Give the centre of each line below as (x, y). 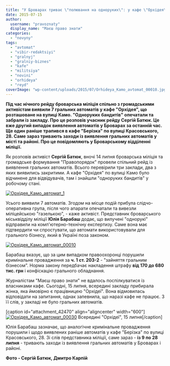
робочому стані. (23, 183)
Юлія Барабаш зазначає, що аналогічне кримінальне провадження (78, 327)
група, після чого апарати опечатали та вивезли (84, 208)
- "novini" (22, 76)
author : (14, 19)
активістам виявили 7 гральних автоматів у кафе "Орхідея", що (76, 109)
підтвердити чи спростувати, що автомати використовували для (75, 229)
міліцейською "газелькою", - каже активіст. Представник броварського (83, 213)
